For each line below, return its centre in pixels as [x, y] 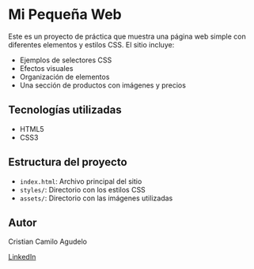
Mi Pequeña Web [65, 15]
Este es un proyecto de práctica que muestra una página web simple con [127, 36]
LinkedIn [22, 257]
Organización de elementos [64, 77]
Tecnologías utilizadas [65, 110]
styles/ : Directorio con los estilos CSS [83, 189]
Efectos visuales [46, 68]
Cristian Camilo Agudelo [47, 241]
